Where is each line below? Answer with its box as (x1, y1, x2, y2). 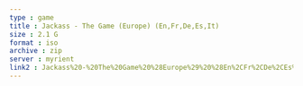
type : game (9, 13, 54, 22)
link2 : (9, 64, 39, 73)
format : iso (9, 38, 59, 47)
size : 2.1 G (9, 30, 59, 39)
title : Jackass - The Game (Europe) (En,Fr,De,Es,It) (9, 21, 220, 30)
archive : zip (9, 47, 63, 56)
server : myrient (9, 55, 75, 64)
